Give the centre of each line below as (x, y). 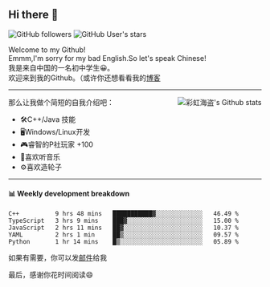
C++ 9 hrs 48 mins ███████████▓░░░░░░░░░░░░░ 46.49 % (124, 214)
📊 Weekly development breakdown (69, 194)
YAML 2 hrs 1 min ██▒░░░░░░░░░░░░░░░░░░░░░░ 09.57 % (124, 235)
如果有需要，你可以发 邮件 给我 (57, 258)
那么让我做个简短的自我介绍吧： (61, 102)
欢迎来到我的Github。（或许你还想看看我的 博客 (84, 78)
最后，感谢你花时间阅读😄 (51, 275)
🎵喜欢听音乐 (40, 156)
